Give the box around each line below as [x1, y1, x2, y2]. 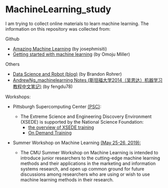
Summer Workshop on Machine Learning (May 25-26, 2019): [12, 139, 141, 146]
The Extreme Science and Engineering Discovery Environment [20, 113, 152, 120]
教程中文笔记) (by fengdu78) [12, 83, 73, 89]
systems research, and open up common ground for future [20, 166, 144, 172]
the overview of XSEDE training [28, 124, 94, 130]
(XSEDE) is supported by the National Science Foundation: [20, 119, 144, 125]
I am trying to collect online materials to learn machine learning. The [5, 20, 149, 27]
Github [5, 36, 19, 42]
